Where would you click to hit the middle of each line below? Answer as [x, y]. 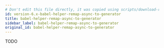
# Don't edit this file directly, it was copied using [62, 9]
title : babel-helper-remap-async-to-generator [53, 18]
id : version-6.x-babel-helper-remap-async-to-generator [63, 14]
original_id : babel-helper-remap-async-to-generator [60, 28]
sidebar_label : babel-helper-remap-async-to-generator [62, 23]
